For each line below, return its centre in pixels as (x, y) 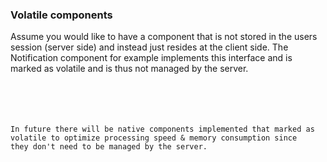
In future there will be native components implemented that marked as (162, 129)
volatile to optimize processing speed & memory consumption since (154, 138)
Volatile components (61, 15)
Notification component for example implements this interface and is (151, 58)
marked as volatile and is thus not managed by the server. (129, 69)
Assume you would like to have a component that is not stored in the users (164, 37)
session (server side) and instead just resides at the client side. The (149, 47)
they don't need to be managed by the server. (109, 147)
